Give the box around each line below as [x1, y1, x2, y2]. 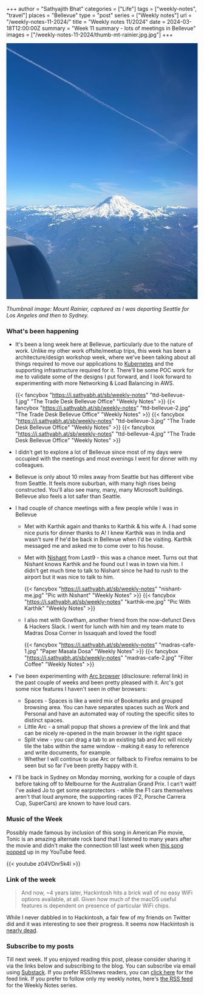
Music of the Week [6, 815, 63, 823]
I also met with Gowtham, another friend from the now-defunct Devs [24, 617, 195, 624]
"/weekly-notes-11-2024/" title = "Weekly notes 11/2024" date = [6, 18, 166, 25]
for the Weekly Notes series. [6, 982, 78, 989]
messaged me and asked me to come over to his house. [24, 542, 165, 550]
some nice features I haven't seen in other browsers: [15, 685, 147, 693]
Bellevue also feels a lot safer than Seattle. [15, 493, 122, 500]
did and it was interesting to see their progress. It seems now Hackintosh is [6, 920, 194, 927]
